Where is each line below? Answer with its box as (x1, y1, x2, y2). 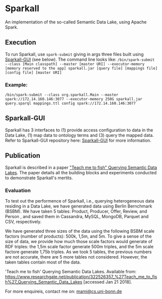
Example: (5, 81, 28, 88)
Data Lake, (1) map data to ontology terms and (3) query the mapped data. (5, 132, 154, 138)
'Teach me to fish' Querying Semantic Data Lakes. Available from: (5, 268, 137, 274)
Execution (5, 38, 36, 47)
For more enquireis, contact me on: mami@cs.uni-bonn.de (5, 288, 122, 294)
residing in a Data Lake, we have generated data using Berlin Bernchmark (5, 203, 152, 209)
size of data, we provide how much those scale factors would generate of (5, 238, 153, 244)
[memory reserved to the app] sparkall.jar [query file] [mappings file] (5, 66, 158, 71)
